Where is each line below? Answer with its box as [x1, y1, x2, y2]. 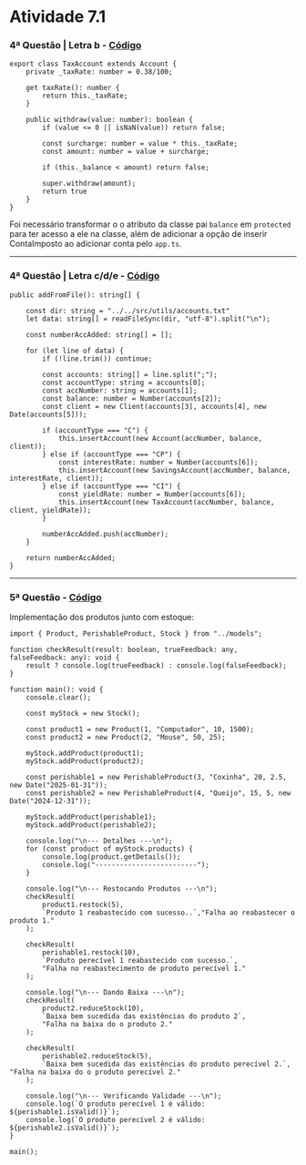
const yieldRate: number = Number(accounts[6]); [57, 489, 247, 498]
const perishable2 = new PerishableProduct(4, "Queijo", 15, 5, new [25, 789, 291, 798]
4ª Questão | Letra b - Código [9, 39, 142, 52]
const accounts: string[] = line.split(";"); [42, 370, 219, 379]
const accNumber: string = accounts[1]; [42, 385, 198, 395]
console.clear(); [25, 693, 92, 702]
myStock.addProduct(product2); [25, 757, 145, 766]
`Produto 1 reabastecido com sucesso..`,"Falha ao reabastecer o [42, 908, 296, 917]
